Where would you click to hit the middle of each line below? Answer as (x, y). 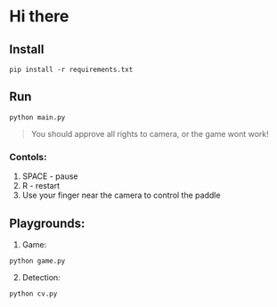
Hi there (39, 16)
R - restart (41, 186)
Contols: (28, 157)
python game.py (37, 261)
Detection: (41, 277)
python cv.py (33, 294)
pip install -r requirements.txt (71, 69)
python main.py (37, 117)
